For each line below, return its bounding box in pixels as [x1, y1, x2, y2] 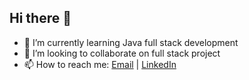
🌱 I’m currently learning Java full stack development [23, 36, 239, 48]
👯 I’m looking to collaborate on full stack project [23, 47, 221, 59]
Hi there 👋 [9, 10, 72, 27]
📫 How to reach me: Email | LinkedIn [23, 58, 177, 70]
